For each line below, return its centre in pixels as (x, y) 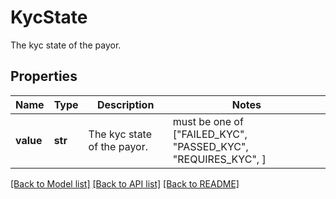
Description (125, 104)
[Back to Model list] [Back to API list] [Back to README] (125, 183)
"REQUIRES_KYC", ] (219, 159)
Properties (44, 76)
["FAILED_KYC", (210, 134)
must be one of (208, 121)
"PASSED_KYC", (210, 146)
